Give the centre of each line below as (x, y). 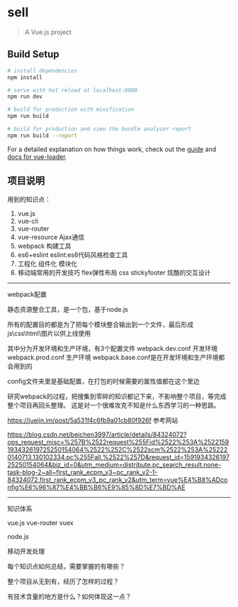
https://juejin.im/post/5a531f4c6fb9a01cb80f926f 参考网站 (93, 420)
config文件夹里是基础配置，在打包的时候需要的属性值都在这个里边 (103, 381)
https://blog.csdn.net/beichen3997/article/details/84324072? (97, 434)
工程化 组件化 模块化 (47, 263)
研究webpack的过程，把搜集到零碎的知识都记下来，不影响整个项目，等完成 (117, 396)
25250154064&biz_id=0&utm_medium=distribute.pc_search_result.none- (114, 464)
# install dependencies (42, 71)
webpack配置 (27, 294)
